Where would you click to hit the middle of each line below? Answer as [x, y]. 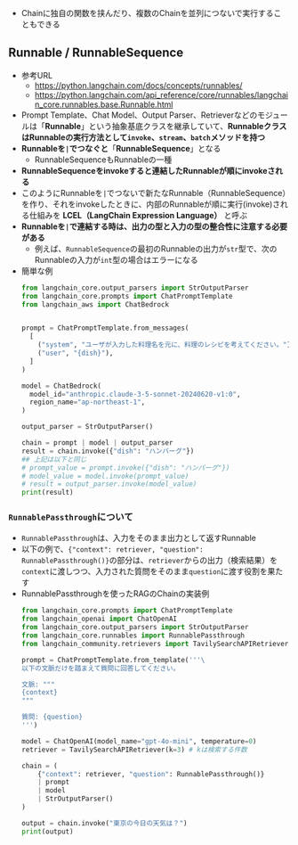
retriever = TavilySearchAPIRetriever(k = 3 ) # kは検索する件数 [134, 750]
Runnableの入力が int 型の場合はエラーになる [116, 259]
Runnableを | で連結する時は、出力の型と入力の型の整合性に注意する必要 [154, 226]
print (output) [47, 832]
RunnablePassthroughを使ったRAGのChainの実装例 [115, 594]
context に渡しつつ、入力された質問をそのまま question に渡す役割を [144, 571]
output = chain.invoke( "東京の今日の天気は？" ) [104, 823]
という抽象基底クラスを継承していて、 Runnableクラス [188, 126]
